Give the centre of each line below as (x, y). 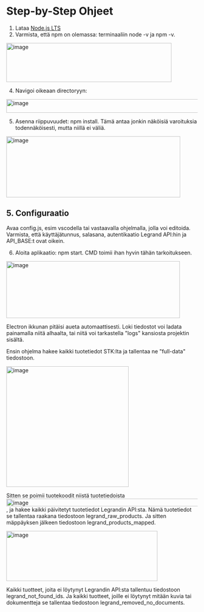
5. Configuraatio (38, 213)
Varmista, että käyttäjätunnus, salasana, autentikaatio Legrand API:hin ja (97, 234)
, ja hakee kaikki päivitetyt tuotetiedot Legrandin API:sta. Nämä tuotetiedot (99, 509)
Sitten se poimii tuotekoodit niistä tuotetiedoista (66, 495)
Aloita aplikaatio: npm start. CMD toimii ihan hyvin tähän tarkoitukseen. (104, 253)
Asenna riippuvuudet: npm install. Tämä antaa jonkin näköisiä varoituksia (106, 121)
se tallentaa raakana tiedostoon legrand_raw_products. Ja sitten (87, 516)
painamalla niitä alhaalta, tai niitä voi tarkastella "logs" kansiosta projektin (98, 333)
